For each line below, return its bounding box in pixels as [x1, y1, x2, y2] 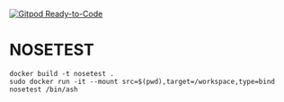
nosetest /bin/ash [9, 85, 78, 94]
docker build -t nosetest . [9, 69, 115, 78]
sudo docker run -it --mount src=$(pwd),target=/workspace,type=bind [9, 77, 276, 86]
